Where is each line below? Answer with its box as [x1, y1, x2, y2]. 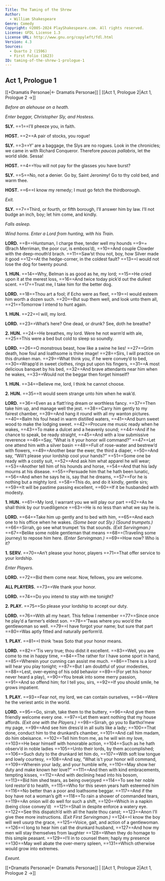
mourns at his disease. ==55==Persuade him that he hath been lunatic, [5, 469, 149, 475]
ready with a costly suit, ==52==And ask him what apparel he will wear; [5, 458, 151, 464]
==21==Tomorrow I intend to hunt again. [5, 301, 87, 307]
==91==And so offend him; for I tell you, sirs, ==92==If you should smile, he [5, 679, 159, 685]
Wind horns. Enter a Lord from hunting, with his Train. [5, 231, 114, 237]
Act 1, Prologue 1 [5, 76, 57, 85]
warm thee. [5, 178, 29, 184]
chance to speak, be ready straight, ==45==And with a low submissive [5, 432, 149, 438]
